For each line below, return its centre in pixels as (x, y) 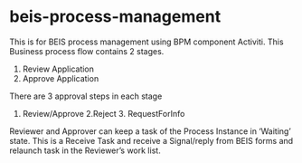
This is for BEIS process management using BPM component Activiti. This (146, 42)
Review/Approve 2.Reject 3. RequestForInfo (104, 113)
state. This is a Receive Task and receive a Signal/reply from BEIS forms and (151, 140)
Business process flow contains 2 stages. (87, 51)
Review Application (58, 69)
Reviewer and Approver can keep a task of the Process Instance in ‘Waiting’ (150, 131)
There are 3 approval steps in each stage (86, 96)
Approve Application (61, 78)
